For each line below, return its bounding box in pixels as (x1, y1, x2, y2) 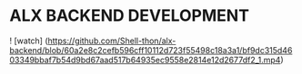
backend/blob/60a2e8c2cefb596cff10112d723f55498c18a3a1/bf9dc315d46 (9, 44, 293, 55)
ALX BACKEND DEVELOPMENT (9, 5, 250, 26)
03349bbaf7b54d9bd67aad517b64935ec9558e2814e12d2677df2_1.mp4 (9, 54, 281, 65)
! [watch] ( (9, 35, 48, 46)
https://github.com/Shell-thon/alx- (47, 35, 176, 46)
